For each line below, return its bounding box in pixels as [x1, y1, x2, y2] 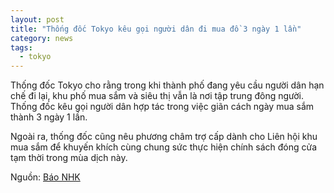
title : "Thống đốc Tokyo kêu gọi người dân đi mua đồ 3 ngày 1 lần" [10, 24, 302, 34]
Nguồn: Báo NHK [10, 171, 81, 183]
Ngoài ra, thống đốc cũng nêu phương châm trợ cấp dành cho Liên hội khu [10, 131, 318, 143]
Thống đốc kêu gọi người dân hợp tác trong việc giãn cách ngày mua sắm [10, 101, 315, 113]
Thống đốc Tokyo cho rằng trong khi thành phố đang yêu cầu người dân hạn [10, 79, 325, 91]
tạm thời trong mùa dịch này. [10, 152, 128, 164]
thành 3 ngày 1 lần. [10, 111, 88, 123]
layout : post [10, 14, 65, 25]
